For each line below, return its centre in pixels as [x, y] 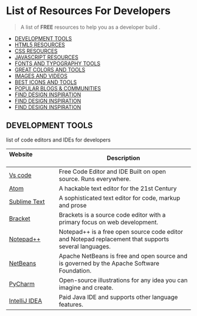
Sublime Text [27, 201]
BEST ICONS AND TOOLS [46, 82]
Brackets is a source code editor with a [112, 214]
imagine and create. [86, 287]
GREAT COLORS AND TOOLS [50, 69]
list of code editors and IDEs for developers [58, 140]
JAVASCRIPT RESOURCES [46, 57]
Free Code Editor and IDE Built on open [112, 172]
